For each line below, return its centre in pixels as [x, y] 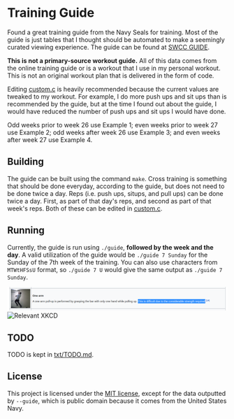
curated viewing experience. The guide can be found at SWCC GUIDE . [109, 47]
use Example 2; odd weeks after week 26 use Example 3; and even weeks [114, 132]
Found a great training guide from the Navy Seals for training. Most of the [113, 32]
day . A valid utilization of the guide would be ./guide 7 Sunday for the [108, 255]
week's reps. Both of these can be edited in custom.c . [85, 208]
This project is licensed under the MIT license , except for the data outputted [117, 393]
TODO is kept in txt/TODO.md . [51, 354]
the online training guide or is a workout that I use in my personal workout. [114, 68]
